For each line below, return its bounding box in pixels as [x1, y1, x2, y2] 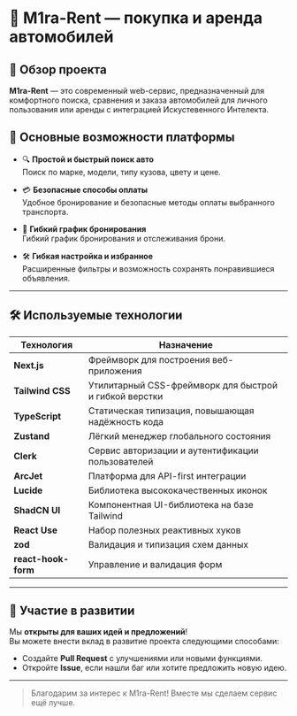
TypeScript [13, 410, 62, 422]
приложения [88, 365, 143, 377]
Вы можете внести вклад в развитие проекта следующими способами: [9, 636, 280, 647]
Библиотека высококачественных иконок [88, 484, 268, 497]
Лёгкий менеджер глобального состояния [88, 429, 271, 442]
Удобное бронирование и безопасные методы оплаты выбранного [21, 196, 276, 207]
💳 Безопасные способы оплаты [21, 184, 148, 195]
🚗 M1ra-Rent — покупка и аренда [9, 8, 263, 28]
